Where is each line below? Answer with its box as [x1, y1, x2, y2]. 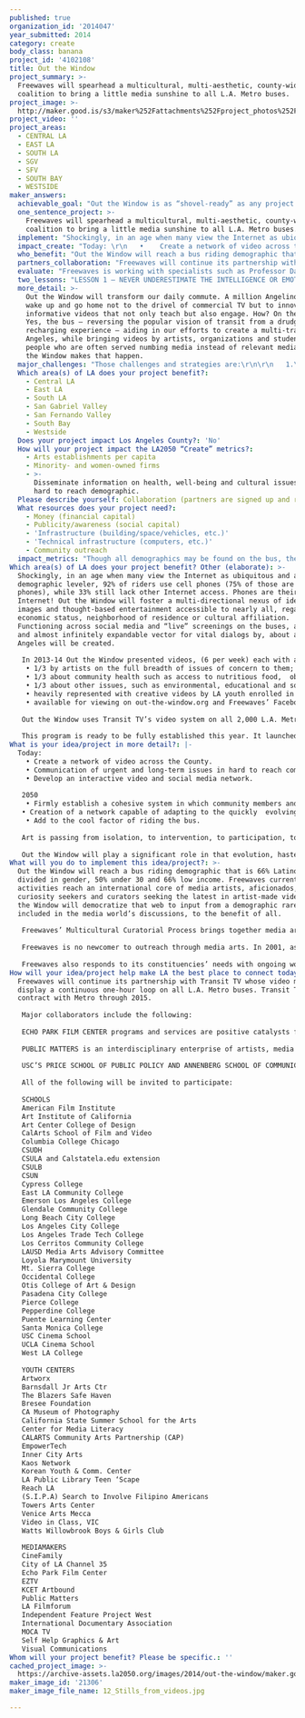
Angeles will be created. [17, 638, 116, 648]
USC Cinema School [21, 1332, 92, 1341]
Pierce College [21, 1297, 79, 1307]
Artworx [21, 1373, 51, 1383]
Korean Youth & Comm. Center [21, 1467, 132, 1476]
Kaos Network [21, 1458, 71, 1468]
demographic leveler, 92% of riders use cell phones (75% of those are [17, 579, 295, 589]
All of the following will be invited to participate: [21, 1078, 233, 1087]
